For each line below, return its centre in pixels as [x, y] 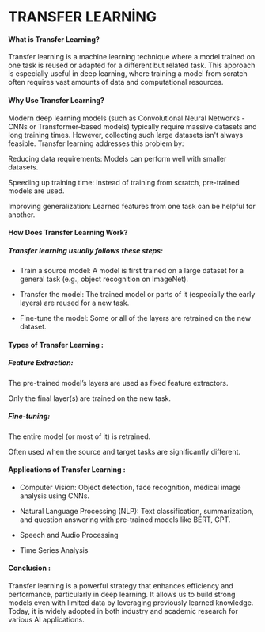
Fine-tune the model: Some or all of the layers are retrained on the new [135, 318]
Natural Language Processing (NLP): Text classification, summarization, [137, 511]
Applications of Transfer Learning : [67, 470]
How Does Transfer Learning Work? [68, 233]
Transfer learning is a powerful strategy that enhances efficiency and [121, 586]
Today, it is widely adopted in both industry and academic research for [123, 611]
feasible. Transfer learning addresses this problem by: [96, 143]
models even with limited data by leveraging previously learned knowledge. [131, 603]
